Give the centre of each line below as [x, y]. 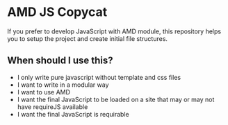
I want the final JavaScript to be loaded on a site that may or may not [116, 99]
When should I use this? [60, 61]
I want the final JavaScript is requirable [73, 114]
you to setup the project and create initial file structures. [88, 38]
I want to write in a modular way [63, 85]
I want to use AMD [44, 92]
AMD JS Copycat [57, 12]
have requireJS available [52, 107]
